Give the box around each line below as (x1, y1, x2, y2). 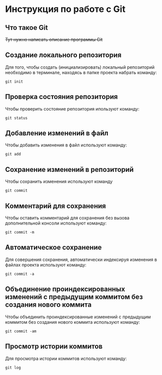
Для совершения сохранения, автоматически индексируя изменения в (5, 256, 158, 262)
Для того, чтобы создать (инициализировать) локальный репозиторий (5, 64, 155, 70)
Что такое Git (5, 23, 48, 32)
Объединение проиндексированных (5, 285, 125, 293)
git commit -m (5, 230, 35, 235)
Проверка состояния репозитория (5, 93, 118, 101)
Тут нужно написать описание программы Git (5, 36, 103, 42)
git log (5, 365, 21, 370)
